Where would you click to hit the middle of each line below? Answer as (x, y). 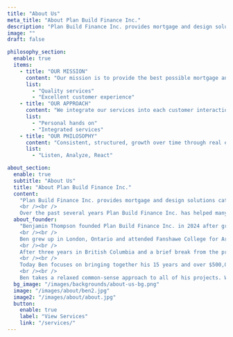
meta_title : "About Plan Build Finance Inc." (74, 20)
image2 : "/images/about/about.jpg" (65, 297)
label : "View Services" (54, 317)
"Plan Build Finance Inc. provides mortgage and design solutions (118, 200)
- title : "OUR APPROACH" (55, 104)
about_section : (29, 168)
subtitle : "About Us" (45, 181)
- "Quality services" (63, 91)
